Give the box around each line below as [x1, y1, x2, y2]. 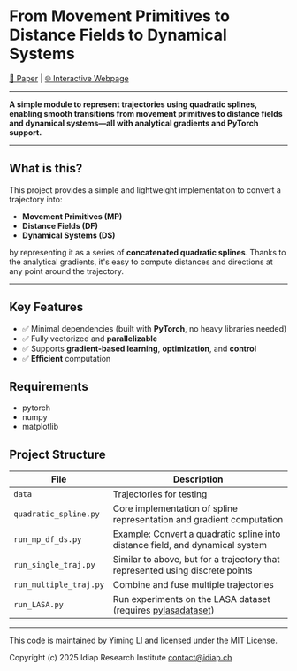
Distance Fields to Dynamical [9, 25, 227, 45]
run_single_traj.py [13, 560, 95, 570]
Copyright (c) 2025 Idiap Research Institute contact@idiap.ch [9, 652, 232, 663]
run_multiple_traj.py [13, 580, 104, 590]
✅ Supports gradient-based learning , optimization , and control [21, 343, 257, 354]
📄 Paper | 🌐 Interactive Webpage [9, 72, 130, 83]
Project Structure [9, 446, 106, 461]
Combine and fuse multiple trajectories [112, 579, 274, 591]
